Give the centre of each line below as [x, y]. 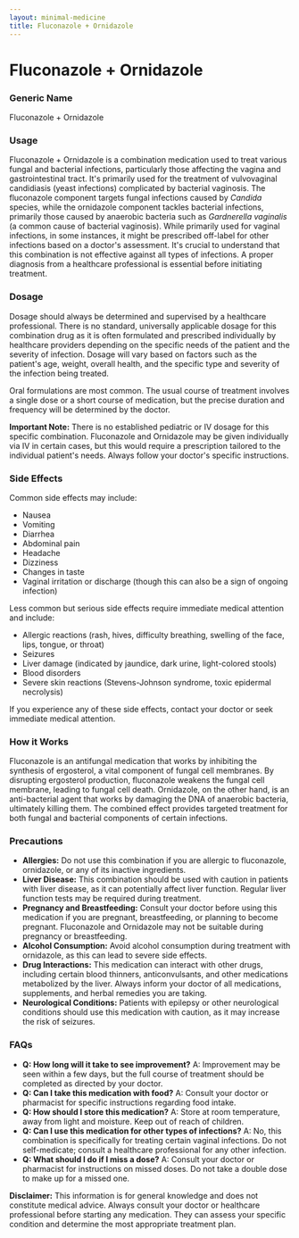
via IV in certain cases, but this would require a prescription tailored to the [145, 445]
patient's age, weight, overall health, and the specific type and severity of [145, 363]
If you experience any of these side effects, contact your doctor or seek [141, 709]
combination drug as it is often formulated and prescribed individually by [143, 335]
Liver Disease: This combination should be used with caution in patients [155, 879]
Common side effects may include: [73, 497]
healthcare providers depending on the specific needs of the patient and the [149, 345]
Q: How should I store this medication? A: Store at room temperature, [151, 1111]
